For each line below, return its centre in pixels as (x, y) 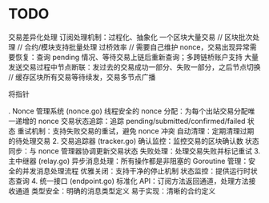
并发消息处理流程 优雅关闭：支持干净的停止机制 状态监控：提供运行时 (136, 171)
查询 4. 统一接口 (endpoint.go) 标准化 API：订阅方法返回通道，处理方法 (132, 181)
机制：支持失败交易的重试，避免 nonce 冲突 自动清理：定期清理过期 (143, 131)
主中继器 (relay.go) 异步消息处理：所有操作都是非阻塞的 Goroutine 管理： (128, 161)
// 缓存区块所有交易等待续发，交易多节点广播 (82, 77)
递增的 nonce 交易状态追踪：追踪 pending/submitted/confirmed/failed (130, 121)
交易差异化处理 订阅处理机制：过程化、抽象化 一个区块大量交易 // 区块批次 (130, 37)
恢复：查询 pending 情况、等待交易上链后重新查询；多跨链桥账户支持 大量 (137, 57)
